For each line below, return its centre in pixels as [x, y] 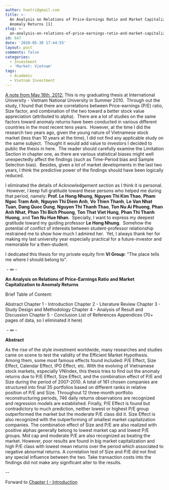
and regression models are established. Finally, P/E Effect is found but [78, 403]
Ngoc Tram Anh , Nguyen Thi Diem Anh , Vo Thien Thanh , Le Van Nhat [79, 201]
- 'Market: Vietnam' [31, 66]
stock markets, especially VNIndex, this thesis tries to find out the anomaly [82, 371]
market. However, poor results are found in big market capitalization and [80, 441]
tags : [11, 71]
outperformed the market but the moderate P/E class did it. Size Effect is [80, 414]
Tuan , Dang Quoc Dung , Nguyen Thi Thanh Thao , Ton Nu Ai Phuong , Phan [84, 207]
